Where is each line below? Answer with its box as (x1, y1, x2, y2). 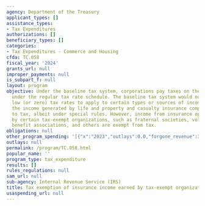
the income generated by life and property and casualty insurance (12, 105, 187, 112)
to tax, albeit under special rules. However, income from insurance (12, 111, 192, 117)
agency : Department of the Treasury (6, 9, 99, 15)
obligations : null (6, 128, 53, 134)
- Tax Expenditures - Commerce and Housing (6, 49, 119, 55)
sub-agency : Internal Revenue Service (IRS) (6, 179, 121, 185)
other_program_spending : (6, 133, 70, 140)
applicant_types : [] (6, 15, 59, 21)
